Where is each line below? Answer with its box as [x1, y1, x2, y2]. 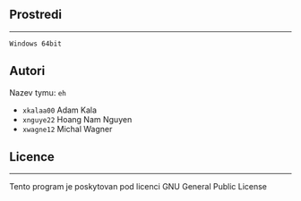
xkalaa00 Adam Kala [21, 105, 97, 115]
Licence [9, 149, 56, 164]
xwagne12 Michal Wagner [21, 123, 113, 134]
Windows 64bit [9, 39, 63, 48]
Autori [9, 63, 46, 79]
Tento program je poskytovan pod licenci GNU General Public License [9, 181, 267, 192]
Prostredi [9, 7, 63, 22]
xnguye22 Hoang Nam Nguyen [21, 113, 133, 124]
